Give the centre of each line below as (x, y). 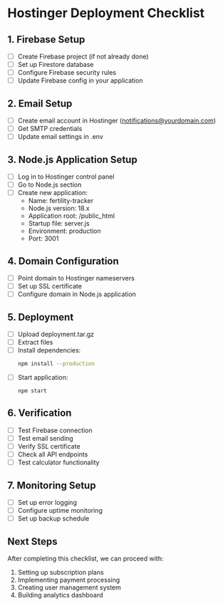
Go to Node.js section (50, 185)
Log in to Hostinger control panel (66, 177)
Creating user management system (69, 587)
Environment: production (64, 231)
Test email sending (45, 438)
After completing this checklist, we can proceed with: (85, 558)
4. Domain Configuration (63, 261)
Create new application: (52, 193)
